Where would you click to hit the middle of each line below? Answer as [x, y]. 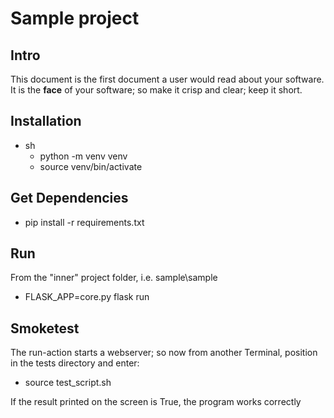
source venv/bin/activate [91, 166]
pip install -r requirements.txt [84, 222]
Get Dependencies [69, 198]
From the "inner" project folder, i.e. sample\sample [114, 278]
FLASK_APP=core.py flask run [87, 297]
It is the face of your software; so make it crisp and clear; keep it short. [156, 90]
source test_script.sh [68, 383]
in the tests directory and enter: [75, 363]
